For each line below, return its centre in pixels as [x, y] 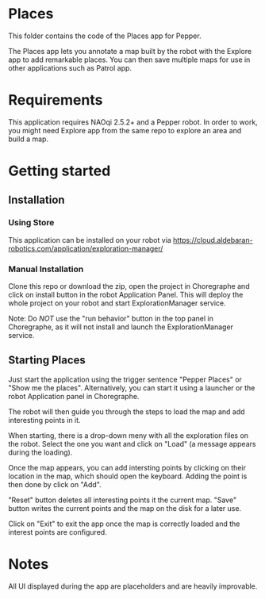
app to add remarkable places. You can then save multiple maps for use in [129, 60]
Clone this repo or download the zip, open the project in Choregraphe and [129, 286]
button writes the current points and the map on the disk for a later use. [125, 508]
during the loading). [40, 452]
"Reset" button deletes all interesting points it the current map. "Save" [122, 500]
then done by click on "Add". [55, 484]
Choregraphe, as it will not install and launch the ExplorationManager [121, 327]
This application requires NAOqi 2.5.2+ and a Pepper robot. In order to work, [133, 122]
